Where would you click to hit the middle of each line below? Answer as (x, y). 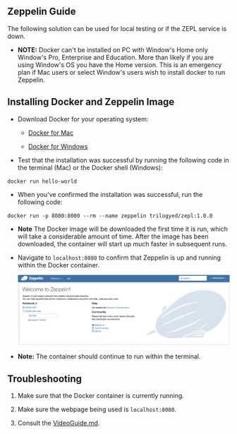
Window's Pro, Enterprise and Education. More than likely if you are (115, 57)
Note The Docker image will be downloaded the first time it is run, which (122, 229)
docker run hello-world (42, 181)
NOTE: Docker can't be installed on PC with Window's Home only (113, 49)
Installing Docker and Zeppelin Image (91, 102)
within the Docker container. (59, 265)
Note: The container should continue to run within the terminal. (109, 356)
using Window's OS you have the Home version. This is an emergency (120, 65)
